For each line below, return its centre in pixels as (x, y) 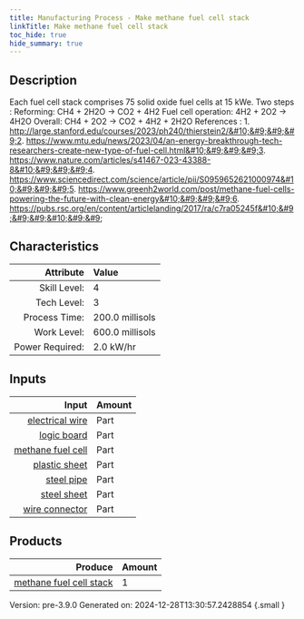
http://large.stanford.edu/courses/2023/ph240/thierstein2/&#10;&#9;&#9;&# (152, 131)
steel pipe (67, 479)
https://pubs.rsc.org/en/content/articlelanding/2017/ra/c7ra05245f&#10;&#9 (152, 208)
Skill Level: (62, 288)
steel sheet (64, 494)
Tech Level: (60, 302)
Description (43, 80)
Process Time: (54, 317)
